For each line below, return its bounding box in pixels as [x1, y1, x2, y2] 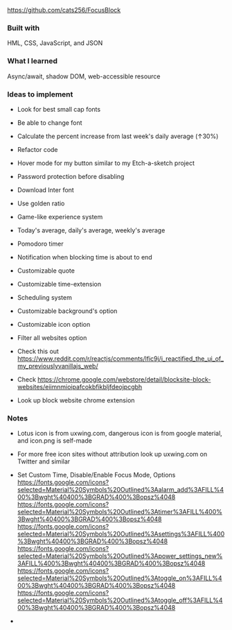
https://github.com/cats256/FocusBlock [7, 6, 121, 14]
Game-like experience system [17, 212, 103, 221]
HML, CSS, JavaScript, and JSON [7, 39, 103, 47]
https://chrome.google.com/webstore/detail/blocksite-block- [37, 375, 211, 384]
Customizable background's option [17, 307, 118, 315]
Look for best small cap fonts [17, 105, 101, 113]
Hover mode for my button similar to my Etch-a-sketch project [17, 159, 195, 167]
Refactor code [17, 145, 58, 153]
